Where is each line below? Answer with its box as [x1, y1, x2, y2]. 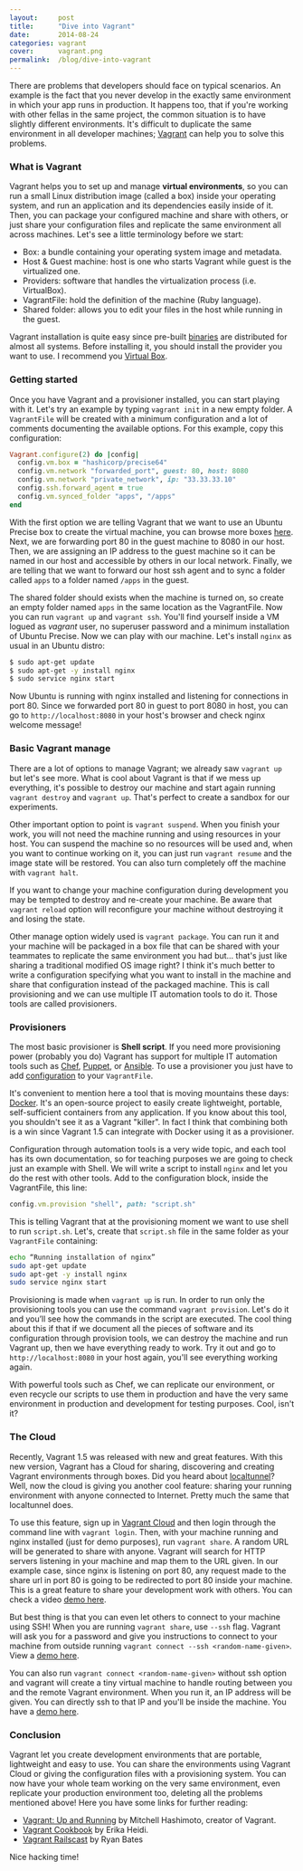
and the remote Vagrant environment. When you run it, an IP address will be [9, 1686, 292, 1697]
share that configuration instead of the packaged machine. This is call [9, 978, 270, 989]
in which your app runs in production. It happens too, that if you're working [9, 100, 289, 110]
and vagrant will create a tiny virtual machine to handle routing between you [9, 1676, 292, 1688]
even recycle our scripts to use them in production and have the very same [9, 1389, 289, 1399]
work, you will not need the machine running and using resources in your [9, 828, 281, 839]
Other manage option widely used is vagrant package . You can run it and [9, 931, 279, 941]
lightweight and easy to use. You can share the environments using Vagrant [9, 1758, 291, 1770]
